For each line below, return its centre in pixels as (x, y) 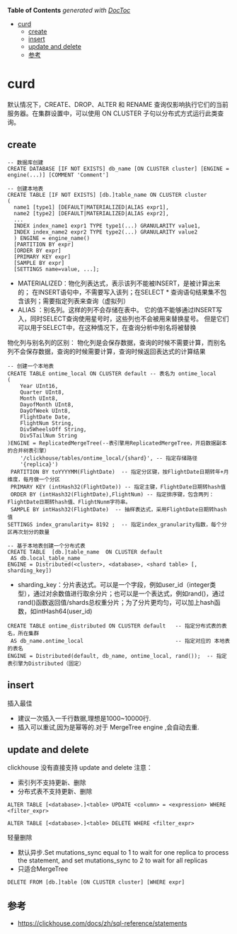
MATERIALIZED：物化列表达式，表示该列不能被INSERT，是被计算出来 (119, 283)
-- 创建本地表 (25, 188)
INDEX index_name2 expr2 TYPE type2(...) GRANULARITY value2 (106, 232)
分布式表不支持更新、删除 (55, 792)
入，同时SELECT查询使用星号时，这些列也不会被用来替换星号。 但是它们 (123, 319)
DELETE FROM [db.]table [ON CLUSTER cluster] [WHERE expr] (96, 882)
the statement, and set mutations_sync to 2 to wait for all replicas (112, 860)
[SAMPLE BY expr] (39, 263)
